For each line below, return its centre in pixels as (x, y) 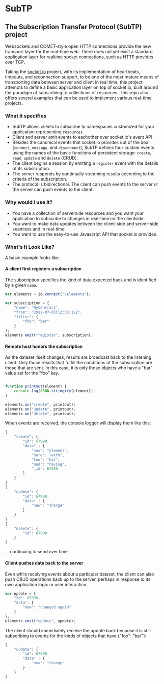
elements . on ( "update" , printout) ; (41, 409)
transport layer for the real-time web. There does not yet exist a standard (79, 52)
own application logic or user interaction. (46, 584)
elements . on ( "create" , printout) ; (41, 404)
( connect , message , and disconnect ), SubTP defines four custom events (83, 148)
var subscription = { (27, 303)
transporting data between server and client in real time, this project (74, 82)
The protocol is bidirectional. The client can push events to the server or (85, 184)
